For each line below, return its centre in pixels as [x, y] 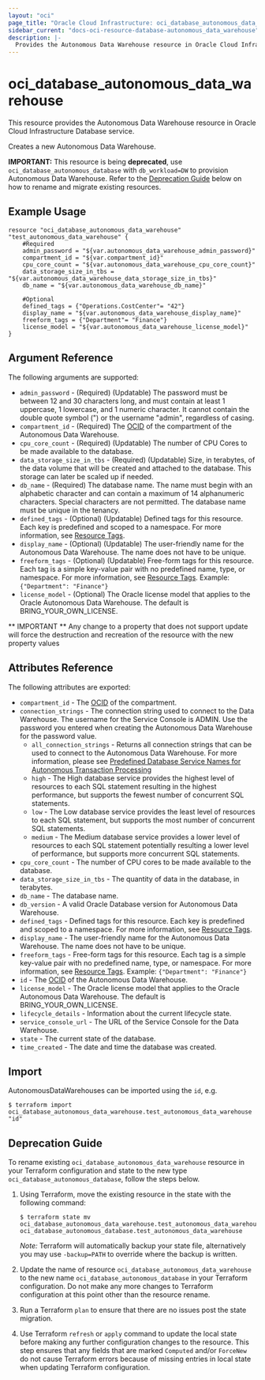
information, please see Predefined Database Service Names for [136, 761]
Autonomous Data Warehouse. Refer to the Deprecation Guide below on [125, 179]
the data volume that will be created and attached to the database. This [135, 468]
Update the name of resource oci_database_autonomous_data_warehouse [136, 1269]
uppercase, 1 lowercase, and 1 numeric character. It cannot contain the [134, 409]
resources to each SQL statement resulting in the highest [124, 786]
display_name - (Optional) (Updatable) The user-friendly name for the [132, 543]
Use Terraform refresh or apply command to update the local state [128, 1334]
